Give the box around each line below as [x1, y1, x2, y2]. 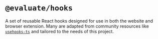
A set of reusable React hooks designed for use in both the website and [5, 18, 153, 24]
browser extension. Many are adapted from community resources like [5, 23, 149, 29]
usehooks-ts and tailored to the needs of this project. [5, 28, 114, 34]
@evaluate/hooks [5, 3, 73, 13]
